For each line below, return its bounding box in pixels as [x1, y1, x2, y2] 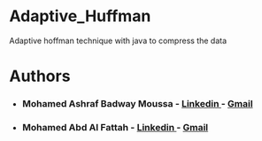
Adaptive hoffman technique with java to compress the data [9, 35, 227, 46]
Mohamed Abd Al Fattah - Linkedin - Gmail [21, 121, 209, 133]
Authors [9, 66, 71, 86]
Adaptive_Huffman [9, 6, 151, 26]
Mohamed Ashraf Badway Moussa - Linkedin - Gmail [21, 98, 254, 110]
